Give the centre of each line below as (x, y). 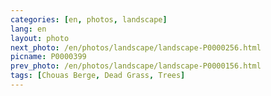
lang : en (28, 29)
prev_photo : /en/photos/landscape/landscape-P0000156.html (136, 66)
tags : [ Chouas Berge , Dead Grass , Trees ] (98, 76)
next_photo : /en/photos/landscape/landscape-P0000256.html (136, 47)
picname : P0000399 (48, 57)
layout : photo (40, 38)
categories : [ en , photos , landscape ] (89, 19)
